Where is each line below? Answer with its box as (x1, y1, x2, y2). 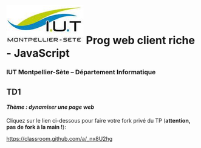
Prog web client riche (86, 34, 196, 47)
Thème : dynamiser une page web (6, 103, 95, 111)
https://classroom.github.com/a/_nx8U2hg (6, 135, 113, 142)
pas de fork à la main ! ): (6, 123, 67, 130)
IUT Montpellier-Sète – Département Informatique (6, 68, 156, 77)
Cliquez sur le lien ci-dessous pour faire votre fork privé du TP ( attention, (6, 117, 191, 124)
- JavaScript (6, 47, 70, 60)
